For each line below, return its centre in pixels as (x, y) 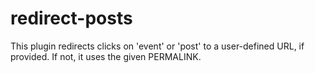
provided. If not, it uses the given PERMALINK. (106, 56)
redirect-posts (71, 18)
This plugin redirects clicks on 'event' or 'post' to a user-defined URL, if (157, 46)
